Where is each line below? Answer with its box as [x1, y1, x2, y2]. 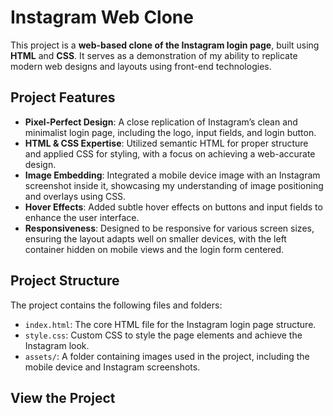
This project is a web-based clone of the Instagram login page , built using [10, 39, 320, 51]
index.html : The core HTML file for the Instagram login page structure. [24, 318, 317, 330]
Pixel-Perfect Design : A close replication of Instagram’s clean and [24, 116, 298, 128]
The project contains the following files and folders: [10, 299, 223, 311]
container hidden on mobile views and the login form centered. [24, 243, 285, 255]
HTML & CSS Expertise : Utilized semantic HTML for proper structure [24, 137, 309, 149]
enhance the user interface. [24, 211, 140, 223]
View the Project [10, 389, 116, 406]
